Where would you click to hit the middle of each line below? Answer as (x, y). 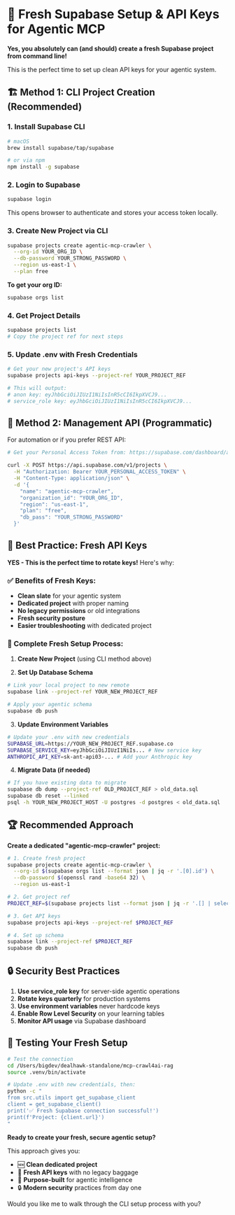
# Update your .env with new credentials (69, 737)
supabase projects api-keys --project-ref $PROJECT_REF (90, 922)
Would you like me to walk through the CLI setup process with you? (104, 1204)
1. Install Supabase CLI (46, 127)
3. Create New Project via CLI (58, 231)
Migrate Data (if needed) (54, 770)
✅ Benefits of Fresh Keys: (52, 580)
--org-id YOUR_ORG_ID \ (48, 252)
